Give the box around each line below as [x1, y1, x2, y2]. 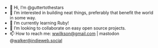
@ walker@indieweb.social [9, 38, 63, 43]
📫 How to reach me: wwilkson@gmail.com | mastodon [9, 31, 120, 36]
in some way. [9, 15, 36, 20]
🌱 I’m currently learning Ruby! [9, 20, 69, 26]
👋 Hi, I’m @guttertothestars [9, 5, 64, 10]
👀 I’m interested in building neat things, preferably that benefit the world [9, 10, 154, 16]
